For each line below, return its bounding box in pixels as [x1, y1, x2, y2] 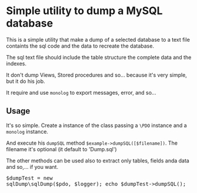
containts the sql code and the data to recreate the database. [6, 42, 155, 49]
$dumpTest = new [6, 175, 53, 181]
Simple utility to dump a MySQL [6, 4, 163, 18]
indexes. [6, 60, 26, 67]
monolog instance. [6, 128, 49, 135]
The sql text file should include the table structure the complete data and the [6, 54, 192, 61]
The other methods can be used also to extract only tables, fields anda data [6, 157, 189, 164]
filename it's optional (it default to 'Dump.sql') [6, 145, 117, 152]
